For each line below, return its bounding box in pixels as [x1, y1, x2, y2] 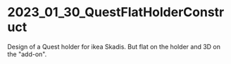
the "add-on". [7, 50, 47, 58]
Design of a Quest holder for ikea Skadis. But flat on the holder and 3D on [7, 42, 220, 51]
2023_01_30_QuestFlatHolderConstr [7, 4, 225, 20]
